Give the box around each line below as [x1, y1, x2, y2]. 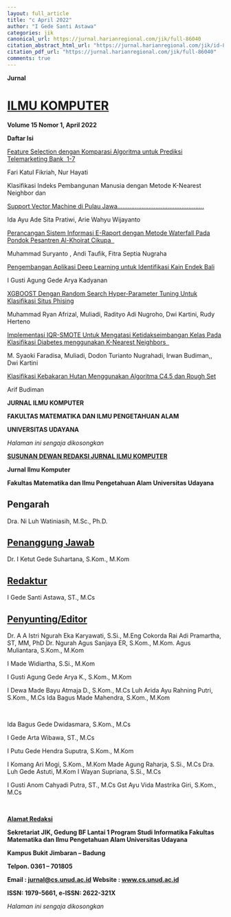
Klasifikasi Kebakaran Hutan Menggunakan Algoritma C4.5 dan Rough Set [7, 372, 217, 380]
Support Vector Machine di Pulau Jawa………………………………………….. [7, 202, 204, 210]
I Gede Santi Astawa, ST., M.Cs [7, 593, 96, 602]
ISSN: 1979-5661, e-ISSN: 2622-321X [7, 889, 115, 897]
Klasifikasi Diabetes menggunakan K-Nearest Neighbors [7, 338, 166, 346]
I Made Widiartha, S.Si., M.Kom [7, 659, 95, 668]
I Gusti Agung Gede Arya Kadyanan [7, 276, 108, 284]
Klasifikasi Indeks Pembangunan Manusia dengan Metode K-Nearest [7, 181, 201, 189]
